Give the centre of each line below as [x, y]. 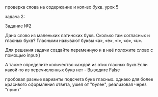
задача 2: [15, 16]
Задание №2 [18, 26]
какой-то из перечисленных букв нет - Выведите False [63, 70]
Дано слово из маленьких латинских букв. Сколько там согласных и [78, 35]
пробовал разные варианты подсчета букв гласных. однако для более [79, 79]
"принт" [13, 89]
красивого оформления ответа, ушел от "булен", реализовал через [76, 84]
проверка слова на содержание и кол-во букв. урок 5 [62, 7]
